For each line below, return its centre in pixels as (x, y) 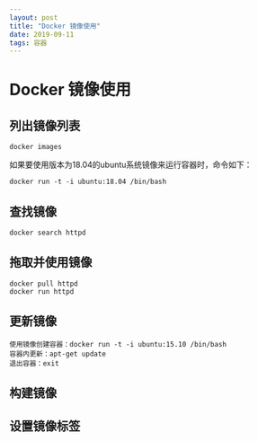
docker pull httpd (44, 284)
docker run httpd (42, 291)
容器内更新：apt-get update (58, 354)
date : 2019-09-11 (42, 34)
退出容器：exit (35, 363)
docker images (36, 147)
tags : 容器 (28, 43)
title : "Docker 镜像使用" (55, 26)
